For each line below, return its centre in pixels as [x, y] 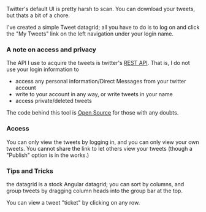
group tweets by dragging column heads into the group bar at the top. [94, 191]
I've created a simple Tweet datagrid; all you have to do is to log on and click [103, 27]
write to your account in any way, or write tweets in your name [94, 94]
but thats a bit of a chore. [38, 15]
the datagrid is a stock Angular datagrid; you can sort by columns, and [95, 184]
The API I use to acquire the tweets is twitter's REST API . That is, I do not [98, 63]
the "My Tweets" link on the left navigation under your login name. [90, 34]
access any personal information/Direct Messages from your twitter [101, 81]
